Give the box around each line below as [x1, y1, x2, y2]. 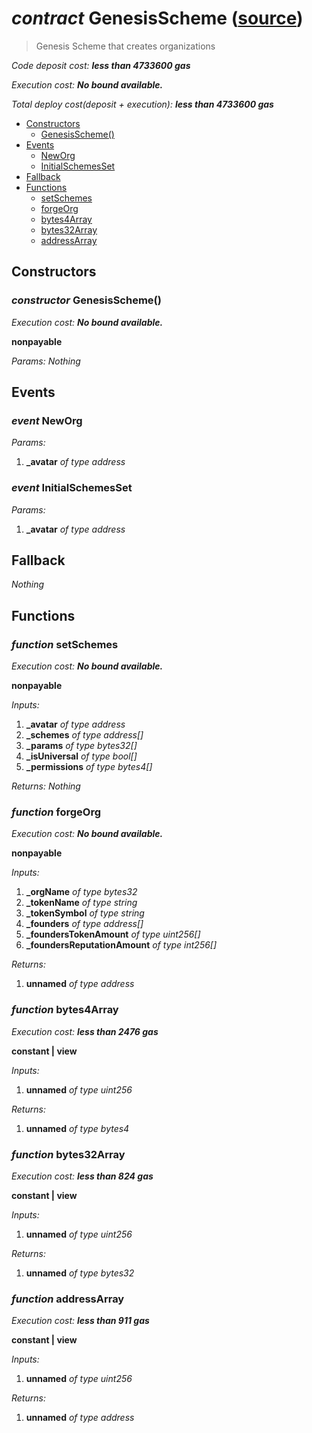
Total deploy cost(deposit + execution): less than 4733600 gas [11, 98, 274, 110]
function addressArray [11, 1292, 125, 1306]
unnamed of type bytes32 [25, 1267, 135, 1279]
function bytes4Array [11, 1003, 119, 1017]
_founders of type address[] [25, 918, 144, 930]
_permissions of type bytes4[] [25, 761, 153, 773]
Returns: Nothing [11, 780, 81, 792]
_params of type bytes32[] [25, 740, 138, 752]
